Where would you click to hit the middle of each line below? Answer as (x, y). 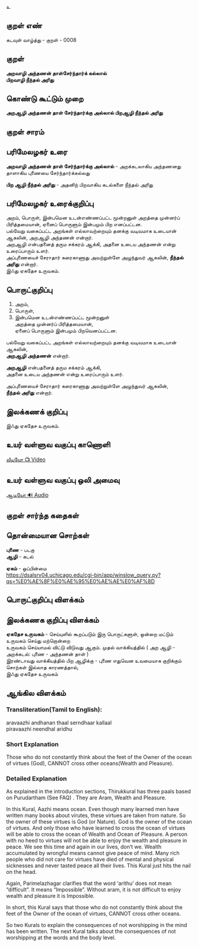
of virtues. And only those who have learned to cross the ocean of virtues (96, 828)
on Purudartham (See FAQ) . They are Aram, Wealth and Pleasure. (86, 798)
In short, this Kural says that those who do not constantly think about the (95, 907)
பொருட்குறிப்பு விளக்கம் (45, 600)
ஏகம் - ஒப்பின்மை (27, 568)
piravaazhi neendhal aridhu (39, 729)
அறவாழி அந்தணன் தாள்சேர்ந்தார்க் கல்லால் (57, 73)
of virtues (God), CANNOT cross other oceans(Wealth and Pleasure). (90, 763)
